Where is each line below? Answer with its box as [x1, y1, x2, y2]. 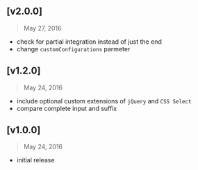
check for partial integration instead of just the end [16, 37, 163, 46]
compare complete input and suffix [16, 104, 117, 112]
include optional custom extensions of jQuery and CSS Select [16, 96, 192, 105]
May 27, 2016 [23, 24, 62, 32]
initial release [16, 156, 55, 164]
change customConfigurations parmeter [16, 44, 131, 53]
